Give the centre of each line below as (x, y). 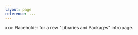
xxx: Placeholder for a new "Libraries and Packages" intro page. (69, 27)
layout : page (18, 9)
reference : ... (20, 14)
